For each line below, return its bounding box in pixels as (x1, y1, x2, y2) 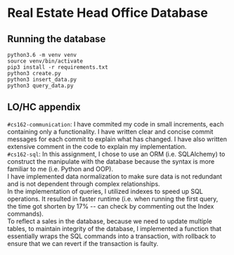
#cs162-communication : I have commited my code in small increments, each (7, 119, 224, 128)
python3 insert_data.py (7, 76, 77, 83)
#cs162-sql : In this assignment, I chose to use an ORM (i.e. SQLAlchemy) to (7, 150, 226, 158)
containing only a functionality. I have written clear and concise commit (7, 127, 214, 136)
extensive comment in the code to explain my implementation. (7, 142, 187, 150)
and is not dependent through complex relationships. (7, 179, 160, 188)
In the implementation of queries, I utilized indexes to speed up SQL (7, 187, 204, 195)
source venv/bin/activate (7, 58, 83, 65)
